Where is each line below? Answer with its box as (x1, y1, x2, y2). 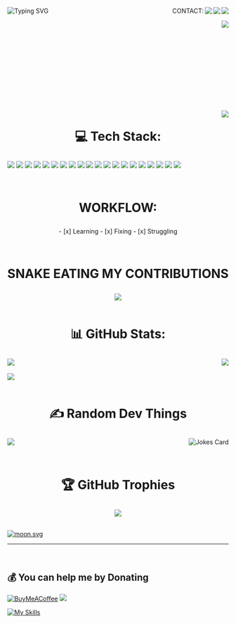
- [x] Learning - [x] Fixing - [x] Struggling (58, 227, 178, 236)
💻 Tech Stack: (74, 129, 162, 144)
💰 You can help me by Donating (7, 571, 149, 584)
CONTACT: (171, 7, 204, 15)
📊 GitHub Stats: (70, 326, 166, 341)
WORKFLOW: (79, 200, 157, 216)
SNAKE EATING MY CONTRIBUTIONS (7, 265, 229, 282)
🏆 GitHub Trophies (60, 477, 176, 493)
